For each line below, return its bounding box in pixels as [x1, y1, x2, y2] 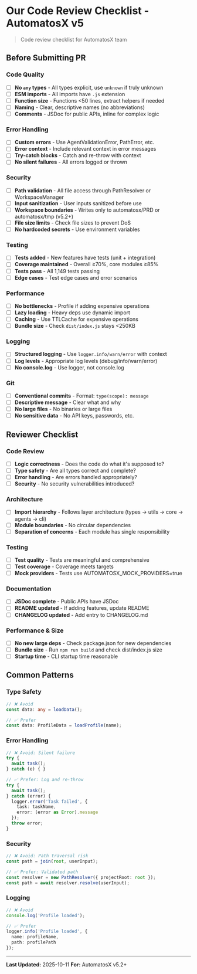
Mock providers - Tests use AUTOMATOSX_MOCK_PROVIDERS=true [14, 570, 183, 577]
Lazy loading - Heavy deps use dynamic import [14, 309, 131, 316]
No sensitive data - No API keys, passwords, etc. [14, 412, 134, 419]
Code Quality [6, 70, 45, 79]
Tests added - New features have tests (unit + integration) [14, 254, 156, 262]
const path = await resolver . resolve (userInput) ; [6, 880, 130, 886]
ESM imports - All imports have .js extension [14, 90, 125, 97]
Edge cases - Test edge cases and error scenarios [14, 274, 138, 281]
